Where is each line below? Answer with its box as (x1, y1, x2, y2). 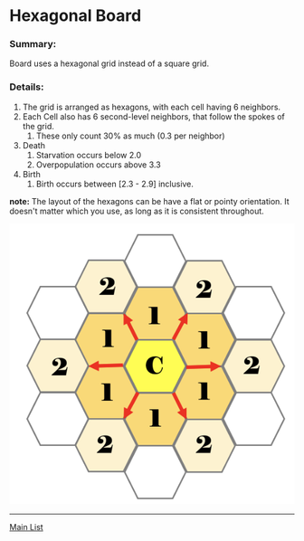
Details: (9, 81, 44, 93)
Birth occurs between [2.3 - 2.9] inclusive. (35, 178, 195, 189)
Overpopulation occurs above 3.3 (35, 159, 161, 170)
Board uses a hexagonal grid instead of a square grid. (9, 58, 210, 69)
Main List (9, 521, 43, 532)
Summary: (9, 38, 57, 51)
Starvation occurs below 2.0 (35, 149, 142, 160)
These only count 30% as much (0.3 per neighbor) (35, 130, 225, 141)
